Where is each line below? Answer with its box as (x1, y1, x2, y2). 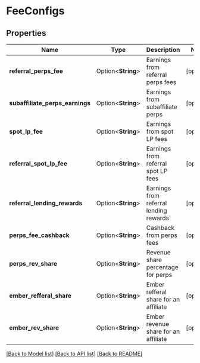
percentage (146, 263, 179, 271)
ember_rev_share (9, 324, 60, 332)
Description (146, 46, 180, 54)
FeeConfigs (6, 4, 65, 18)
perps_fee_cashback (9, 231, 70, 239)
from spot (146, 127, 174, 136)
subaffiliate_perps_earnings (9, 99, 91, 107)
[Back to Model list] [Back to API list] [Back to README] (6, 350, 143, 357)
